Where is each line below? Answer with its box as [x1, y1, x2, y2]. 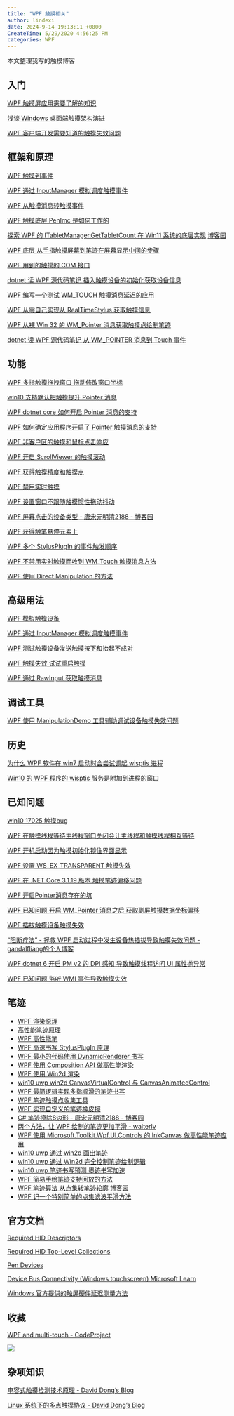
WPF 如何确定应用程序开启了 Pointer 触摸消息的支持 [7, 423, 158, 431]
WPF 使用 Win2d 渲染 [17, 1069, 81, 1078]
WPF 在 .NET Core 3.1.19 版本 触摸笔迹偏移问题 [7, 875, 142, 885]
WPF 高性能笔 [17, 1034, 58, 1043]
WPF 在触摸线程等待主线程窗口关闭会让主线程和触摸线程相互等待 [7, 831, 195, 840]
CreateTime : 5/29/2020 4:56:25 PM [7, 29, 109, 37]
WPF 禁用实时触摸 [7, 482, 60, 491]
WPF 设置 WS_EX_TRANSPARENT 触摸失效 [7, 861, 131, 869]
